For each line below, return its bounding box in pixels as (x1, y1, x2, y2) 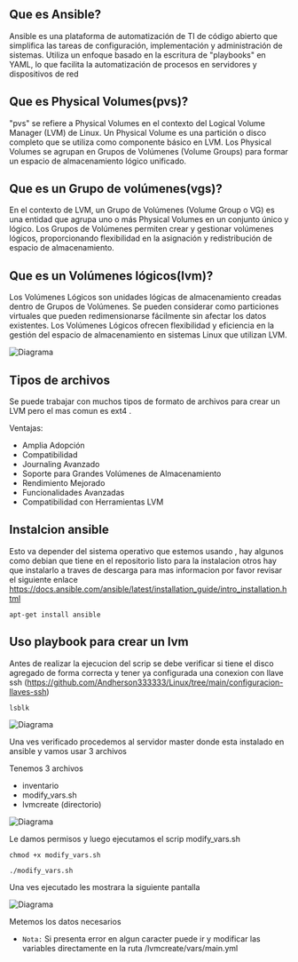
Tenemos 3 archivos (9, 763, 84, 774)
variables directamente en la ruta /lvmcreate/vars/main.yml (21, 942, 239, 953)
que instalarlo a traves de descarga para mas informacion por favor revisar (9, 564, 282, 576)
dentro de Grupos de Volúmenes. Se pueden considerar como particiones (9, 301, 279, 312)
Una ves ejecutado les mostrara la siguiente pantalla (9, 881, 200, 892)
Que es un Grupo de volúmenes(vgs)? (9, 181, 223, 196)
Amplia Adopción (21, 440, 86, 451)
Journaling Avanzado (21, 459, 100, 470)
